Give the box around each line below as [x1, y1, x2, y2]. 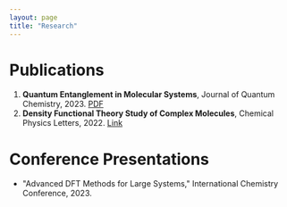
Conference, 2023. [21, 188, 92, 199]
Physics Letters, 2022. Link [21, 118, 123, 128]
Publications [9, 60, 105, 80]
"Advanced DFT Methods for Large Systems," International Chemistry [21, 178, 279, 189]
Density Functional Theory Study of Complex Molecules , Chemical [21, 108, 274, 119]
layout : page [9, 12, 58, 22]
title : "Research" [9, 21, 78, 30]
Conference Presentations [9, 149, 210, 170]
